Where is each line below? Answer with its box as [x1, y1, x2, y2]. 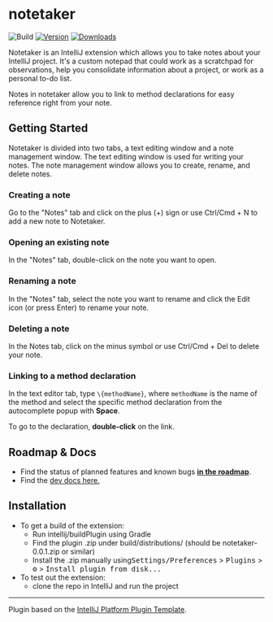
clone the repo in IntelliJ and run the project [32, 581, 179, 590]
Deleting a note [8, 323, 70, 334]
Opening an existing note [8, 237, 110, 248]
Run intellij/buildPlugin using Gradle [32, 529, 152, 539]
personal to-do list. [8, 73, 72, 83]
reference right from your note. [8, 98, 112, 107]
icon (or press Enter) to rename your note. [8, 302, 149, 312]
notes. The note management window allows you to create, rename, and [8, 160, 250, 170]
